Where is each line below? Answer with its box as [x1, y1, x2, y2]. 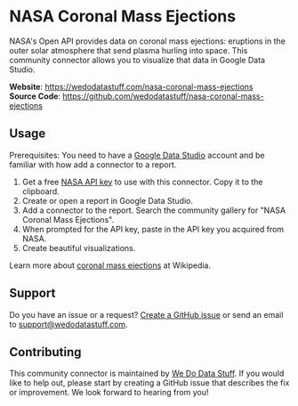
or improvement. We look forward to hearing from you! [9, 387, 209, 398]
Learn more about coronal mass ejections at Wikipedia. [9, 260, 212, 271]
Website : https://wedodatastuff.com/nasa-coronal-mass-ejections [9, 81, 254, 92]
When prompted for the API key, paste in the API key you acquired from [21, 223, 285, 234]
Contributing [9, 345, 82, 360]
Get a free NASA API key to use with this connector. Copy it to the [21, 176, 263, 187]
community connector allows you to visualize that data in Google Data [9, 54, 265, 65]
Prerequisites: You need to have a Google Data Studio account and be [9, 150, 265, 160]
